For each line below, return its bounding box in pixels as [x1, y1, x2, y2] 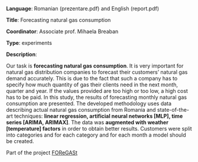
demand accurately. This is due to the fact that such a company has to [6, 75, 178, 82]
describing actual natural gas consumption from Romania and [6, 106, 156, 113]
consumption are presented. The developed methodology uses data [6, 100, 172, 107]
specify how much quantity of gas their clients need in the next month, [6, 81, 178, 88]
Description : [6, 51, 37, 58]
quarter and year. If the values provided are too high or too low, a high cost [6, 88, 188, 94]
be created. [6, 138, 34, 144]
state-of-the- [157, 106, 189, 113]
